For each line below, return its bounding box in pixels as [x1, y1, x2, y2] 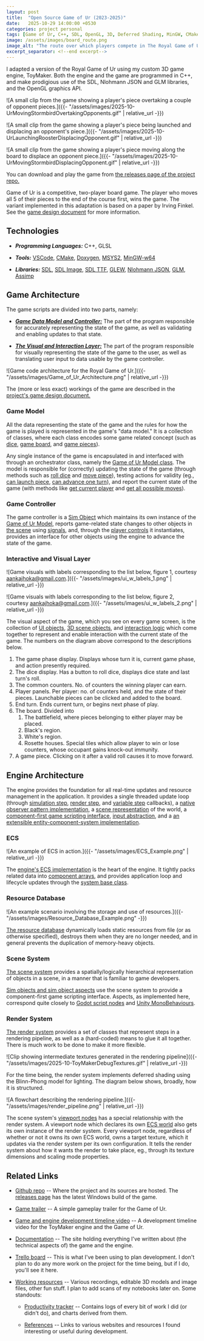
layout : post [6, 9, 39, 15]
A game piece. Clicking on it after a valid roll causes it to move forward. [15, 752, 194, 760]
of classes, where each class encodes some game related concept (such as [6, 433, 197, 441]
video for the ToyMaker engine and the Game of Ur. [15, 1224, 144, 1231]
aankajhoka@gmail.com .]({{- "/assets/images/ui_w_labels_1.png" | [6, 575, 172, 582]
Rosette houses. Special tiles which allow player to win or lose [24, 740, 180, 747]
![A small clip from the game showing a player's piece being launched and [6, 121, 191, 128]
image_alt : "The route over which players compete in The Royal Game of [6, 43, 194, 49]
